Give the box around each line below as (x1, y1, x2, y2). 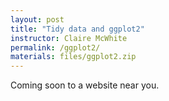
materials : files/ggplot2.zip (10, 52, 137, 62)
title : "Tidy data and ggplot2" (10, 24, 145, 34)
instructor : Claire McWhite (10, 33, 128, 43)
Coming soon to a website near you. (10, 79, 160, 91)
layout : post (10, 14, 65, 25)
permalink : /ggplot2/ (10, 42, 101, 53)
